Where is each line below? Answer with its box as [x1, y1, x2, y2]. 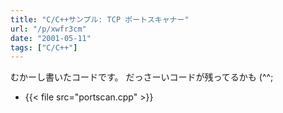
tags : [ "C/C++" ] [10, 42, 78, 53]
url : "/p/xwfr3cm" [10, 24, 87, 34]
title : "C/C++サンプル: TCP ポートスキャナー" [10, 14, 190, 25]
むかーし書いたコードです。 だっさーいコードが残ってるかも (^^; [10, 71, 274, 83]
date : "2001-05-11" [10, 33, 92, 43]
